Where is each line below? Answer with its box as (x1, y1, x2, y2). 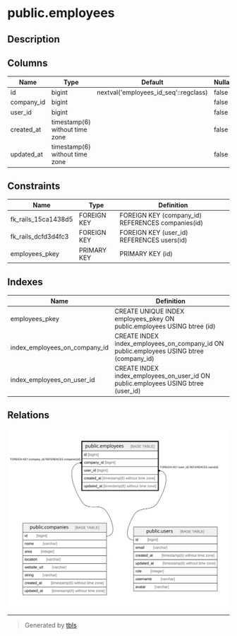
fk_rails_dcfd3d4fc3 (10, 232, 69, 241)
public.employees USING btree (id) (114, 322, 216, 330)
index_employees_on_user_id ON (114, 371, 210, 380)
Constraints (7, 180, 61, 192)
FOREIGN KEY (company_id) (119, 211, 202, 220)
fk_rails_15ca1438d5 (10, 214, 73, 224)
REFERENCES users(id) (119, 236, 188, 245)
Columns (7, 57, 48, 69)
